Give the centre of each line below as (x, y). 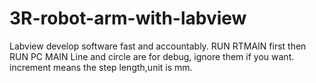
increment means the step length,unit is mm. (101, 67)
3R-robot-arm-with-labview (128, 18)
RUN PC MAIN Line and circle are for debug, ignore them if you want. (152, 56)
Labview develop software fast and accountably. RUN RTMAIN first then (158, 46)
